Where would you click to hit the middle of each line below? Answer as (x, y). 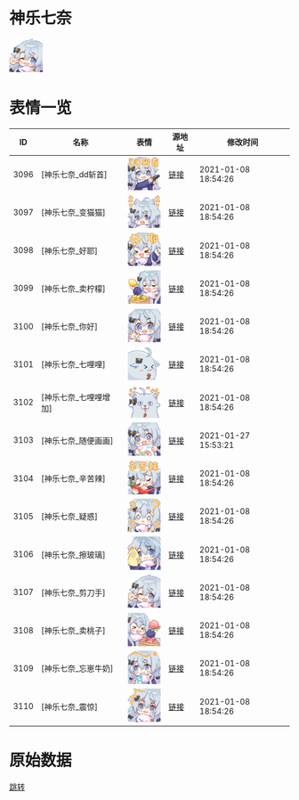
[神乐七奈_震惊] (69, 706)
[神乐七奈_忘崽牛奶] (77, 668)
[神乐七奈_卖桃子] (73, 631)
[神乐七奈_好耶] (69, 250)
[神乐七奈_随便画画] (77, 440)
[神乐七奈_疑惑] (69, 517)
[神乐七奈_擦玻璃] (73, 554)
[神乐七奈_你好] (69, 327)
